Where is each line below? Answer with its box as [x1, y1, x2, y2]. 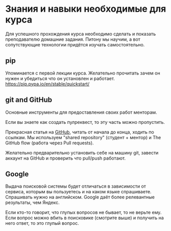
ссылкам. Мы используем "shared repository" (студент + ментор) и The [5, 134, 161, 140]
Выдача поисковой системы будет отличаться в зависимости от [5, 183, 146, 189]
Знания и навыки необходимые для [5, 3, 166, 15]
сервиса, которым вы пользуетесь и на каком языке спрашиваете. [5, 189, 152, 195]
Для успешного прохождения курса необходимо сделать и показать [5, 31, 156, 37]
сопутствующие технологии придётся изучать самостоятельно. [5, 41, 145, 47]
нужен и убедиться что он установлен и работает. [5, 75, 115, 82]
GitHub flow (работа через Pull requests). [5, 140, 94, 146]
